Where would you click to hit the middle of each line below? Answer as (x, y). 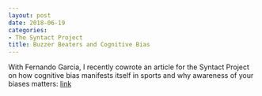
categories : (28, 30)
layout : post (30, 15)
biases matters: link (40, 84)
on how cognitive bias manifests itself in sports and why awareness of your (131, 76)
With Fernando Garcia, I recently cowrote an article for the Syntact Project (129, 67)
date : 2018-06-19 (37, 23)
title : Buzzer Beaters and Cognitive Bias (79, 45)
